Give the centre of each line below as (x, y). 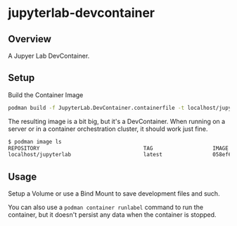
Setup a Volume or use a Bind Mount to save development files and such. (114, 194)
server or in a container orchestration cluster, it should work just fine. (108, 129)
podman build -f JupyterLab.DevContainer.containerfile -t (96, 108)
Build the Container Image (46, 95)
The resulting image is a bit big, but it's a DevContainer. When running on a (117, 121)
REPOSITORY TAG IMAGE (118, 148)
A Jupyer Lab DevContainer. (49, 56)
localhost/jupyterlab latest (85, 155)
